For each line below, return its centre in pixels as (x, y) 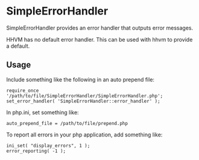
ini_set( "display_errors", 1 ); (48, 146)
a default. (18, 46)
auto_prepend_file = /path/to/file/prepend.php (67, 123)
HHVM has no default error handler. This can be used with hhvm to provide (99, 39)
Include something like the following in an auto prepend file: (81, 79)
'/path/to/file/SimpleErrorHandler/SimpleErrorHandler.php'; (85, 96)
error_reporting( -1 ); (36, 151)
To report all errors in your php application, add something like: (84, 135)
